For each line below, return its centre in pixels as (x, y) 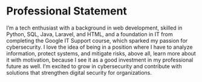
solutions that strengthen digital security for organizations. (79, 72)
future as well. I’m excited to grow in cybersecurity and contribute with (94, 66)
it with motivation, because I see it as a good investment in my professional (100, 60)
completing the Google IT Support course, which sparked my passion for (97, 40)
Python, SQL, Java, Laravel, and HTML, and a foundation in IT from (90, 34)
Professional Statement (67, 11)
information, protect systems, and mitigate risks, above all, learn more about (101, 53)
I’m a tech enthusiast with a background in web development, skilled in (94, 28)
